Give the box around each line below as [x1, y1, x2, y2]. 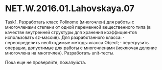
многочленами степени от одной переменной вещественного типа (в [5, 24, 151, 30]
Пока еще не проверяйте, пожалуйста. [5, 59, 87, 65]
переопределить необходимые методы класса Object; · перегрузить [5, 39, 149, 45]
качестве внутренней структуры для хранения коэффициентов [5, 29, 137, 35]
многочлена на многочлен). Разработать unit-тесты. [5, 50, 115, 56]
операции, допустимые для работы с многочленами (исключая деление [5, 45, 158, 51]
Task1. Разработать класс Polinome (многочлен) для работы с [5, 19, 135, 25]
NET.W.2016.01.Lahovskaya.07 [5, 3, 135, 14]
